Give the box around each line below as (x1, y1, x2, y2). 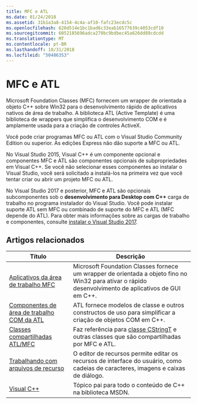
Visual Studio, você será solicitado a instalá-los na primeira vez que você (6, 169, 183, 176)
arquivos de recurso (9, 364, 64, 372)
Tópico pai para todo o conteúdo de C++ (73, 381, 185, 389)
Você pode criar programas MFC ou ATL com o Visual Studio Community (6, 133, 182, 140)
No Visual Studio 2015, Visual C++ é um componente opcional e (6, 151, 161, 158)
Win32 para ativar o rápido (73, 277, 147, 285)
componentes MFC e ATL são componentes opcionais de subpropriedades (6, 157, 188, 164)
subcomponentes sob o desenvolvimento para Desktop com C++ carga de (6, 193, 189, 200)
